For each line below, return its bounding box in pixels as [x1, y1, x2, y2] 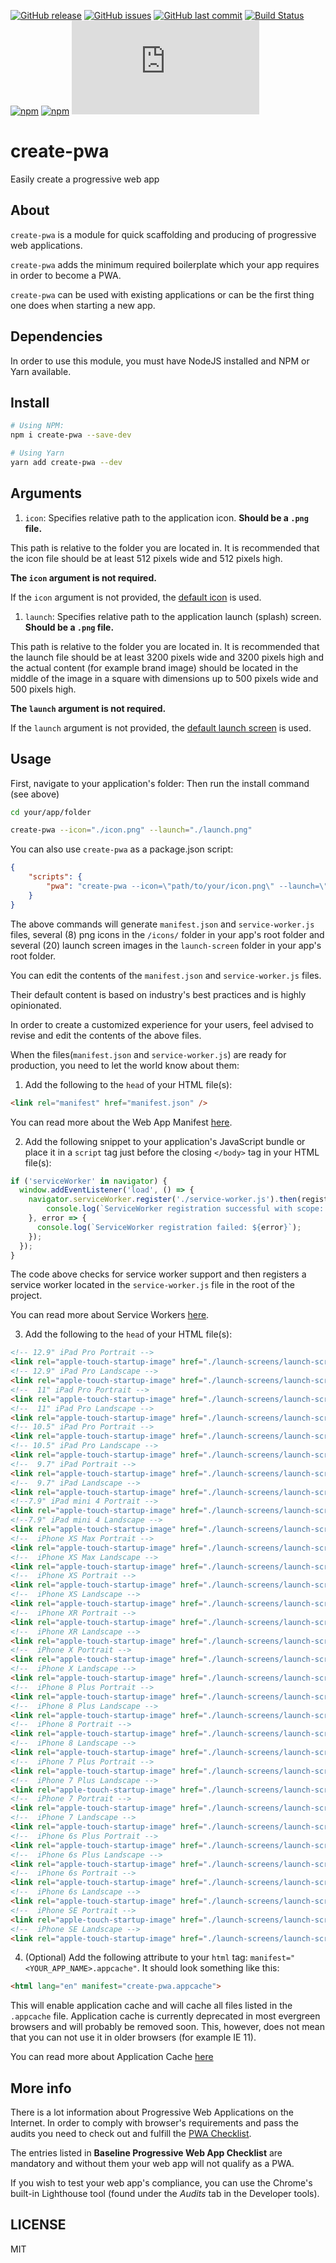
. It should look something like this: [136, 1962, 280, 1974]
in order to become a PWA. [10, 269, 122, 281]
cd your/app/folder [10, 807, 92, 817]
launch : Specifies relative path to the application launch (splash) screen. [24, 610, 322, 622]
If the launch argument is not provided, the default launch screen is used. [10, 721, 312, 734]
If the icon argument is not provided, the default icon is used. [10, 591, 262, 603]
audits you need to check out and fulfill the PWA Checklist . [10, 2128, 252, 2140]
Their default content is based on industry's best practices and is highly [10, 988, 307, 1000]
